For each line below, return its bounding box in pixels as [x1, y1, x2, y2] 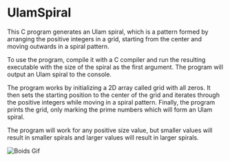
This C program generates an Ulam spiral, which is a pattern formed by [7, 28, 209, 36]
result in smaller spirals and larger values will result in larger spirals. [7, 133, 199, 142]
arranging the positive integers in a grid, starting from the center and [7, 34, 202, 43]
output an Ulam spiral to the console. [7, 70, 112, 78]
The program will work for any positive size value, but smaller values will [7, 126, 213, 134]
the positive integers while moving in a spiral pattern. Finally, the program [7, 98, 216, 106]
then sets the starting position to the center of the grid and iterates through [7, 91, 220, 99]
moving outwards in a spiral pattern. [7, 42, 109, 50]
